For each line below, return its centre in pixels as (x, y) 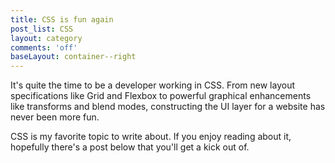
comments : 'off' (44, 47)
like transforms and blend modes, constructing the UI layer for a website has (168, 107)
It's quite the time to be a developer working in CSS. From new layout (153, 85)
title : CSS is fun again (62, 19)
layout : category (46, 38)
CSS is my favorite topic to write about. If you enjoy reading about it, (151, 137)
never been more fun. (55, 117)
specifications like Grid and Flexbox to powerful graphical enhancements (161, 96)
